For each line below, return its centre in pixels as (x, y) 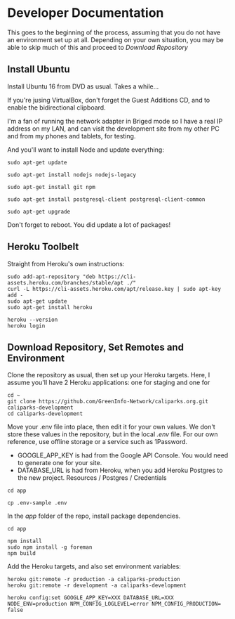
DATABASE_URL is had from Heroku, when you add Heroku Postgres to (120, 470)
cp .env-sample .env (38, 503)
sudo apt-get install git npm (52, 187)
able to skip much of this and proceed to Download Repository (98, 47)
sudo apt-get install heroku (50, 307)
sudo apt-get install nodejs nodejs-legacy (72, 175)
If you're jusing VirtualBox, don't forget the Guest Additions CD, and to (109, 100)
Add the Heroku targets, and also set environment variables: (94, 566)
